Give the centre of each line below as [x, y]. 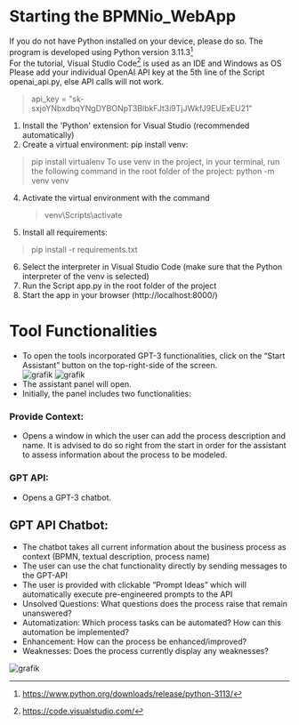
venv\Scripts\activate [83, 215]
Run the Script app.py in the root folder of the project [119, 286]
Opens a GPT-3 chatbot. [67, 497]
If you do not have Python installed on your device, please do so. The [136, 41]
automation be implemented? [75, 632]
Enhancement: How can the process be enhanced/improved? [134, 641]
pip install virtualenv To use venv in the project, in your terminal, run [155, 162]
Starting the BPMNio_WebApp [123, 16]
